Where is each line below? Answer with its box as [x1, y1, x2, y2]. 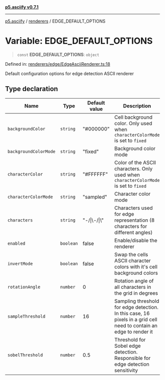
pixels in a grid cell [114, 316, 158, 323]
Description [123, 102, 151, 109]
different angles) [114, 229, 153, 236]
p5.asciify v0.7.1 [5, 4, 39, 10]
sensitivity [114, 367, 138, 374]
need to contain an [114, 322, 158, 329]
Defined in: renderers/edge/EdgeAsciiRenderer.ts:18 [5, 61, 110, 67]
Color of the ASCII [114, 159, 156, 166]
